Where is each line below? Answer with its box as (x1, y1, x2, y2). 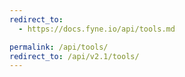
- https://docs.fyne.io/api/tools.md (18, 24, 176, 34)
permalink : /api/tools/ (9, 42, 109, 52)
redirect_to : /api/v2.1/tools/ (9, 51, 140, 61)
